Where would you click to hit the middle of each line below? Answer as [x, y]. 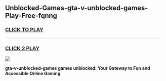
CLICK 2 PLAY [22, 48]
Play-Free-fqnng [31, 16]
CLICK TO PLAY [24, 30]
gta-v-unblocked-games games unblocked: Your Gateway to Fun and [78, 68]
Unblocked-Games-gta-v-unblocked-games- [77, 8]
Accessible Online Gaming [33, 73]
